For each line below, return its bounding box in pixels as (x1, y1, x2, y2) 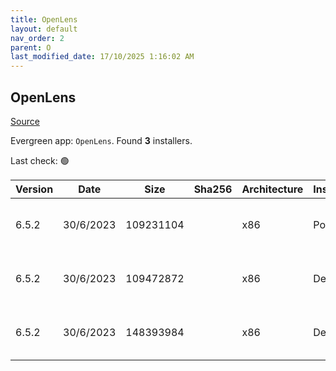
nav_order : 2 (10, 33, 65, 43)
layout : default (10, 24, 78, 34)
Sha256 (193, 182, 233, 196)
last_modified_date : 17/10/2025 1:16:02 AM (10, 52, 195, 62)
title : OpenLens (10, 14, 78, 25)
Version (15, 182, 54, 196)
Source (10, 115, 40, 127)
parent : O (10, 42, 52, 53)
